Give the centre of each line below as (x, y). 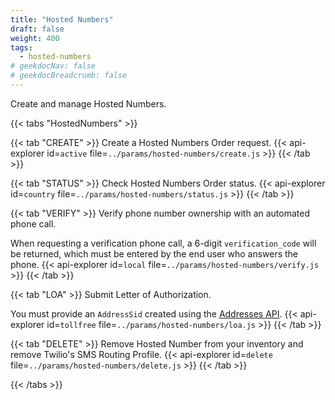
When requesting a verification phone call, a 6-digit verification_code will (163, 243)
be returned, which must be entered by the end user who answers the (154, 253)
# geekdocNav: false (53, 66)
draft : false (37, 29)
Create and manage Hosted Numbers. (88, 103)
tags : (21, 47)
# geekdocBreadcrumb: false (69, 76)
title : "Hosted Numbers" (62, 19)
